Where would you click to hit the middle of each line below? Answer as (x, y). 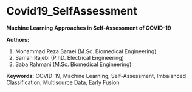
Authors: (18, 39)
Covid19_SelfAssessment (72, 11)
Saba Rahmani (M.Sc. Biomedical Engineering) (73, 64)
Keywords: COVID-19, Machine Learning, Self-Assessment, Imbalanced (96, 76)
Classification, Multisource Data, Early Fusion (63, 82)
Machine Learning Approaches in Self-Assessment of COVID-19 (89, 28)
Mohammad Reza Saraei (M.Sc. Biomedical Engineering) (86, 51)
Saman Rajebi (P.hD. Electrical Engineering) (70, 57)
